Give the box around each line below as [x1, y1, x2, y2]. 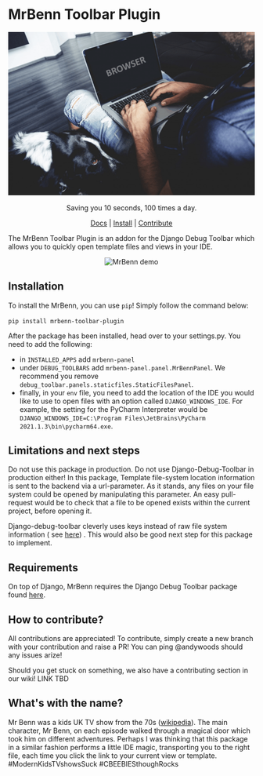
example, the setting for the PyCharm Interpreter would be [19, 404, 208, 414]
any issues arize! [8, 650, 63, 660]
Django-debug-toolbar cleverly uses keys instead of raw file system [8, 522, 228, 531]
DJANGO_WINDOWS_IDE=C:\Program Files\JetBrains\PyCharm [19, 414, 206, 422]
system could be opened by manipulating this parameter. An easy [8, 490, 220, 499]
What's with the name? [8, 697, 124, 710]
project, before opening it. [8, 506, 92, 516]
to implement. [8, 538, 52, 548]
